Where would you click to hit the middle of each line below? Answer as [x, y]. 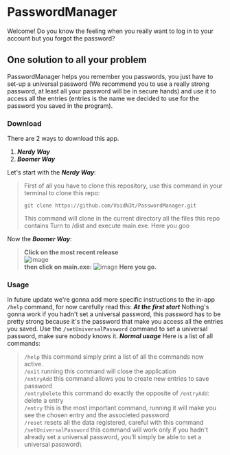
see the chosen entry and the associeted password [96, 415]
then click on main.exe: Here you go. [90, 267]
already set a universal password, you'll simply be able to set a [113, 437]
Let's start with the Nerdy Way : [51, 173]
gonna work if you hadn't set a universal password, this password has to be [114, 314]
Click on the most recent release [71, 252]
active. [33, 364]
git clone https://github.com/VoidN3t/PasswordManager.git [110, 206]
